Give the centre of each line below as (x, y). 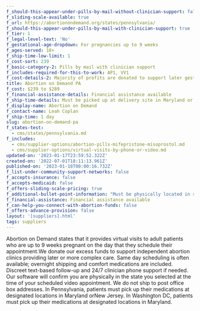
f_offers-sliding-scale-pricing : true (54, 189)
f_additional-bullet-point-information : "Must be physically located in (98, 194)
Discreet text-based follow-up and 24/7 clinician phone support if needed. (97, 270)
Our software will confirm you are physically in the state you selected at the (99, 277)
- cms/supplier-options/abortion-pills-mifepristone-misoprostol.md (98, 144)
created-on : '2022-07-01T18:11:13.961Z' (57, 161)
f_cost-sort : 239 (28, 61)
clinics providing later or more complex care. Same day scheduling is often (98, 257)
